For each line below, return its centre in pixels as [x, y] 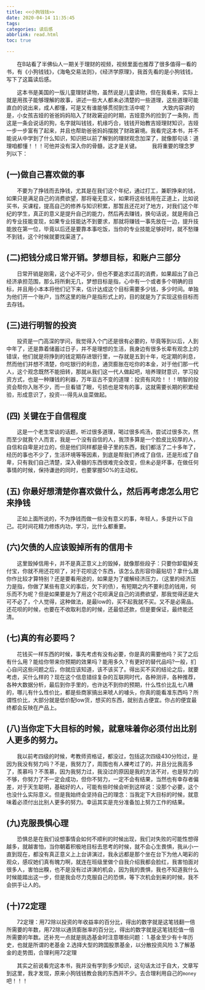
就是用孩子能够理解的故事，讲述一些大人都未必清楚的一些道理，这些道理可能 [103, 100]
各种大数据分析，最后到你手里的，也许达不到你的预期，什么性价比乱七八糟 [100, 684]
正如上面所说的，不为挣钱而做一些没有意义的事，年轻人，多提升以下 [102, 519]
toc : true [19, 40]
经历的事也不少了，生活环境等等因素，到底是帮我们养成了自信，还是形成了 [100, 455]
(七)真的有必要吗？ [41, 638]
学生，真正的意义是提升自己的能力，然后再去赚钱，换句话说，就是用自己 [108, 213]
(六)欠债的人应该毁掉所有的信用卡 [70, 548]
